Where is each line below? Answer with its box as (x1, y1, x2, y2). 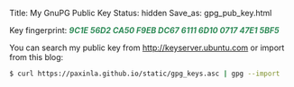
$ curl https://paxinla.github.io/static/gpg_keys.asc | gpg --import (9, 69, 280, 78)
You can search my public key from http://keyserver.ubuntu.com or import (9, 42, 285, 53)
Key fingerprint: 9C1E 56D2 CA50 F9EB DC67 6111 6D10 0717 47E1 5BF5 (9, 25, 280, 35)
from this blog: (9, 52, 64, 62)
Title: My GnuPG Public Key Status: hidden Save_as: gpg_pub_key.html (9, 8, 272, 18)
